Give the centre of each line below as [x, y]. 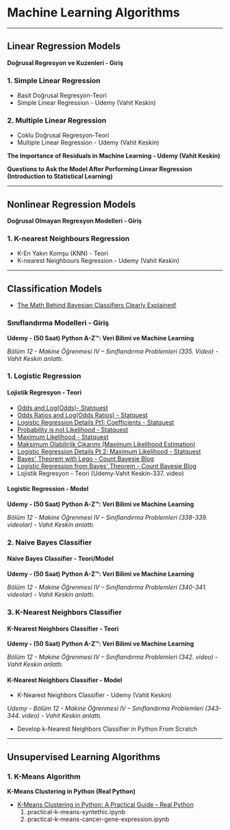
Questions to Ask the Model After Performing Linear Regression [100, 169]
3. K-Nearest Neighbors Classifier [64, 612]
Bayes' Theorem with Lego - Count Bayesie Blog [85, 458]
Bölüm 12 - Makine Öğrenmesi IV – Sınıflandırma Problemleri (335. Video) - [113, 351]
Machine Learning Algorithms [93, 13]
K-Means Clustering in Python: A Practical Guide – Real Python [105, 805]
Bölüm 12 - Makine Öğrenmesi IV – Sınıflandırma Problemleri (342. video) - [113, 657]
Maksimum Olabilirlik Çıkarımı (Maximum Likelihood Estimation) [106, 444]
